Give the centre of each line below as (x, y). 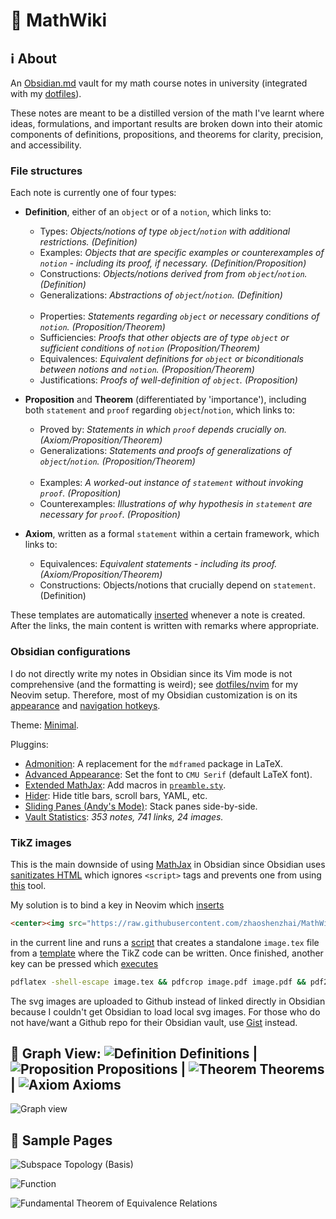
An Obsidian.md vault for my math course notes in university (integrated (159, 83)
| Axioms (66, 1085)
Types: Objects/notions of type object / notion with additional (165, 231)
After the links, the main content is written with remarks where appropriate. (165, 626)
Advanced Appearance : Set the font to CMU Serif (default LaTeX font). (168, 774)
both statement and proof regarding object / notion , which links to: (159, 410)
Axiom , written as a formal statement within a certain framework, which (172, 534)
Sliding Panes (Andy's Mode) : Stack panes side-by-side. (141, 806)
